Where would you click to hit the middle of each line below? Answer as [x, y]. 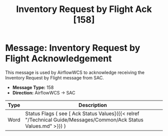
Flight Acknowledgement [58, 59]
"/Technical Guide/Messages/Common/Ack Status [84, 119]
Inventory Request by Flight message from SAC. [54, 77]
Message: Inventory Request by [73, 48]
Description [93, 105]
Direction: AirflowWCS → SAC [44, 92]
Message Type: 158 [33, 87]
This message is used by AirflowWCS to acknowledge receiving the [75, 72]
